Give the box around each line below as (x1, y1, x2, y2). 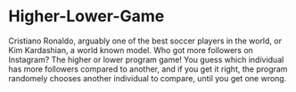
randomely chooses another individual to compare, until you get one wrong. (8, 73, 287, 83)
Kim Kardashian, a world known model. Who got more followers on (8, 44, 253, 55)
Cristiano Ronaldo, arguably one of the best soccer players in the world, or (8, 35, 283, 46)
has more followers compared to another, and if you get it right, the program (8, 64, 288, 74)
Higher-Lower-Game (8, 6, 165, 27)
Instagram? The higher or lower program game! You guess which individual (8, 54, 284, 65)
